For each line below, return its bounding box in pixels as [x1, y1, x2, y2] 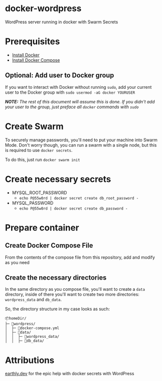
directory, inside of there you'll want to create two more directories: [5, 292, 139, 298]
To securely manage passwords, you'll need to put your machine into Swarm [5, 137, 158, 143]
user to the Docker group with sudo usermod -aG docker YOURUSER [5, 89, 135, 95]
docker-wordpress [5, 3, 82, 14]
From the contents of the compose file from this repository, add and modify [5, 254, 155, 260]
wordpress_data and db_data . [5, 297, 62, 302]
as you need [5, 259, 30, 265]
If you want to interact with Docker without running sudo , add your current [5, 84, 152, 90]
